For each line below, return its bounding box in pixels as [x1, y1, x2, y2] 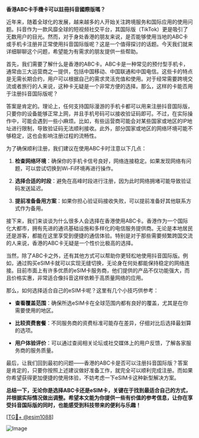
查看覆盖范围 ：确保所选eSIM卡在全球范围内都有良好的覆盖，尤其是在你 [14, 299, 188, 307]
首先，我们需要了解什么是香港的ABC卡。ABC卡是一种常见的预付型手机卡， [6, 60, 189, 67]
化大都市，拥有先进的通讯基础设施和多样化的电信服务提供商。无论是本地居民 [6, 225, 193, 231]
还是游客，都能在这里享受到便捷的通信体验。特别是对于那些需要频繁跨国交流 [6, 232, 193, 239]
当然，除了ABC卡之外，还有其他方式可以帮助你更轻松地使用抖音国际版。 [6, 252, 184, 259]
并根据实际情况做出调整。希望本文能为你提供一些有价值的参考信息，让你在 [6, 394, 188, 401]
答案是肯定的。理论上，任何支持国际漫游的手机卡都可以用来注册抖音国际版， [6, 103, 193, 109]
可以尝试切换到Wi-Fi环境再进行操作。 [25, 165, 117, 172]
